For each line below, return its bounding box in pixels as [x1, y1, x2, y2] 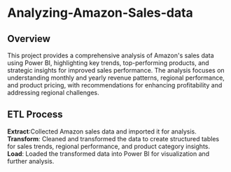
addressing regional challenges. [7, 89, 99, 96]
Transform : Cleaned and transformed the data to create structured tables [7, 134, 219, 143]
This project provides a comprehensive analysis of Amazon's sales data [7, 51, 215, 59]
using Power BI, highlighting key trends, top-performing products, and [7, 59, 209, 67]
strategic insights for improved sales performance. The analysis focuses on [7, 66, 225, 74]
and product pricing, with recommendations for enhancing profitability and [7, 81, 223, 89]
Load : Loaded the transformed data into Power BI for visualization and [7, 149, 210, 158]
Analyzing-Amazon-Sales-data [7, 5, 194, 21]
